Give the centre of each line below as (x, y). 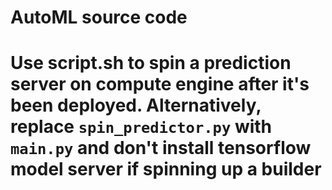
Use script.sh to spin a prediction (151, 63)
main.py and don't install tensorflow (161, 148)
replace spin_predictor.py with (141, 127)
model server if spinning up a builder (166, 169)
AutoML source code (99, 17)
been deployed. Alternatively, (136, 105)
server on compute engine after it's (160, 84)
